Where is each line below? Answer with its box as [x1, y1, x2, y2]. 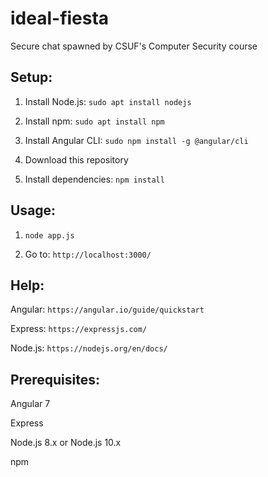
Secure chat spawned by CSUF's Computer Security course [10, 40, 258, 52]
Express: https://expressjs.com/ [10, 323, 148, 335]
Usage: [10, 202, 57, 219]
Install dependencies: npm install [24, 173, 165, 185]
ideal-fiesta [10, 7, 110, 30]
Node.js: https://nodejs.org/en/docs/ [10, 342, 168, 354]
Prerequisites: [10, 371, 100, 388]
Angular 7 [10, 398, 51, 410]
